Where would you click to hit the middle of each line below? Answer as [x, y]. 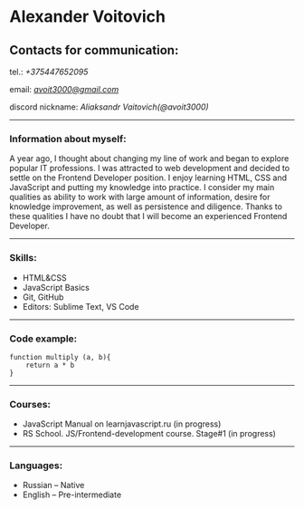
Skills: [24, 258]
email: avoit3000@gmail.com [64, 89]
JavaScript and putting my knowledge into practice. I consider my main [142, 187]
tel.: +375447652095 [49, 72]
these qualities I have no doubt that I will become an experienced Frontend [148, 216]
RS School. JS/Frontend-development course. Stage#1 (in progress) [149, 434]
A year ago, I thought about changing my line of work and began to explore [149, 158]
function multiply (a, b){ [60, 357]
